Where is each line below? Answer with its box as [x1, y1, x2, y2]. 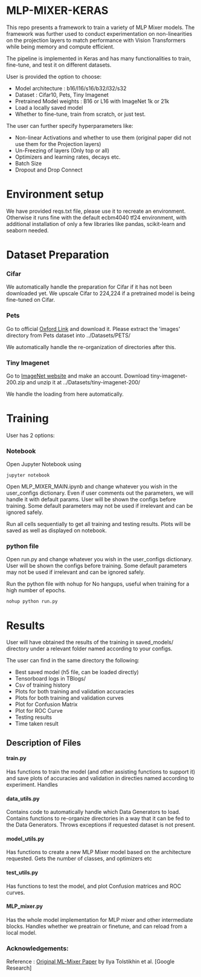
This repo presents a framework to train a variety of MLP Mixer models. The [6, 24, 195, 31]
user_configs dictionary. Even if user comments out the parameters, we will [6, 489, 194, 497]
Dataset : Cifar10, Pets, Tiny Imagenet [14, 91, 109, 98]
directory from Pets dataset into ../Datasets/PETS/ [6, 332, 131, 339]
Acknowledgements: [6, 944, 69, 952]
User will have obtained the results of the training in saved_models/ [6, 639, 174, 646]
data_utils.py [6, 795, 40, 802]
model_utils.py [6, 835, 45, 842]
